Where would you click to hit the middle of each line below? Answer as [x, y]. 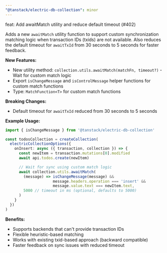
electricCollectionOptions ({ [40, 144]
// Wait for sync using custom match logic [65, 167]
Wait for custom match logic [42, 75]
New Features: [21, 60]
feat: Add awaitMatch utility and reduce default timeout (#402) [71, 24]
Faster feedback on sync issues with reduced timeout [69, 245]
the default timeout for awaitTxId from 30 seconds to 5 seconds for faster [82, 45]
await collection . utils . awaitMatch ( [57, 172]
